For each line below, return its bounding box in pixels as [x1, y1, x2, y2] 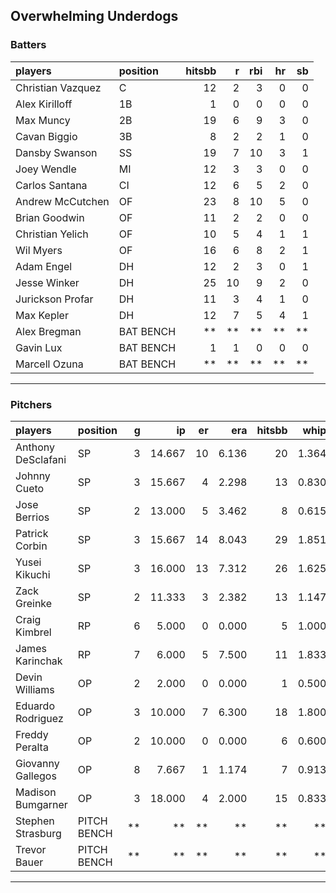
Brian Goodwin [15, 210, 85, 224]
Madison [15, 785, 57, 799]
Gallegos [15, 769, 57, 783]
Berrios [15, 510, 50, 524]
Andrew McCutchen [15, 194, 110, 208]
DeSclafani [15, 452, 67, 466]
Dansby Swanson [15, 145, 98, 159]
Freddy [15, 727, 49, 741]
